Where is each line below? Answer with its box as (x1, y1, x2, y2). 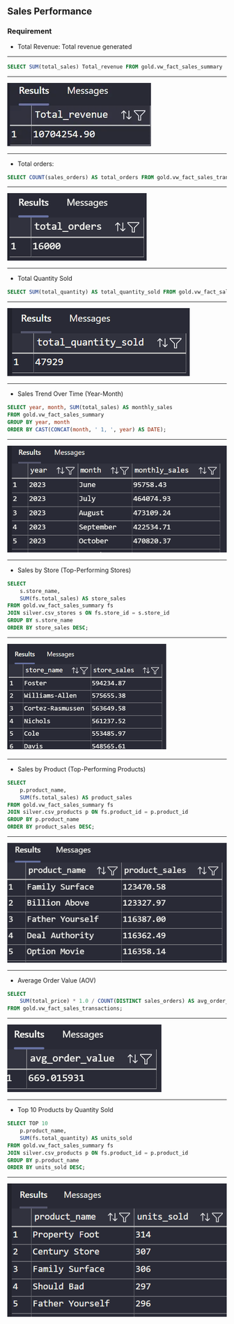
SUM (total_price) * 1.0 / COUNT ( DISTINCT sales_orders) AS (19, 998, 195, 1005)
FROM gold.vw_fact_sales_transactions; (7, 1005, 123, 1013)
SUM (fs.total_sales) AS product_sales (19, 794, 132, 801)
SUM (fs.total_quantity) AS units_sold (19, 1134, 132, 1141)
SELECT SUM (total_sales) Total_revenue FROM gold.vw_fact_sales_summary (7, 63, 223, 70)
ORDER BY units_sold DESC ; (7, 1164, 86, 1171)
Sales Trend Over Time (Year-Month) (17, 390, 124, 398)
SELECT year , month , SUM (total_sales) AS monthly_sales (7, 404, 173, 411)
